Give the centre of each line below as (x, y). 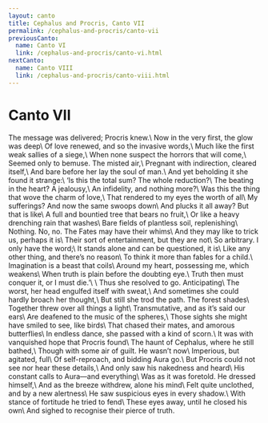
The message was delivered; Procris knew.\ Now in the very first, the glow (131, 137)
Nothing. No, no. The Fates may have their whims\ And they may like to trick (133, 231)
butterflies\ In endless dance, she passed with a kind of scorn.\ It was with (131, 333)
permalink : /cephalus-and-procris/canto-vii (84, 31)
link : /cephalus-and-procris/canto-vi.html (89, 53)
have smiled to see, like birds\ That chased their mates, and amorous (122, 325)
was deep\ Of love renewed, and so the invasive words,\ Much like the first (131, 146)
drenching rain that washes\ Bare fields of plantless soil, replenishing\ (123, 222)
